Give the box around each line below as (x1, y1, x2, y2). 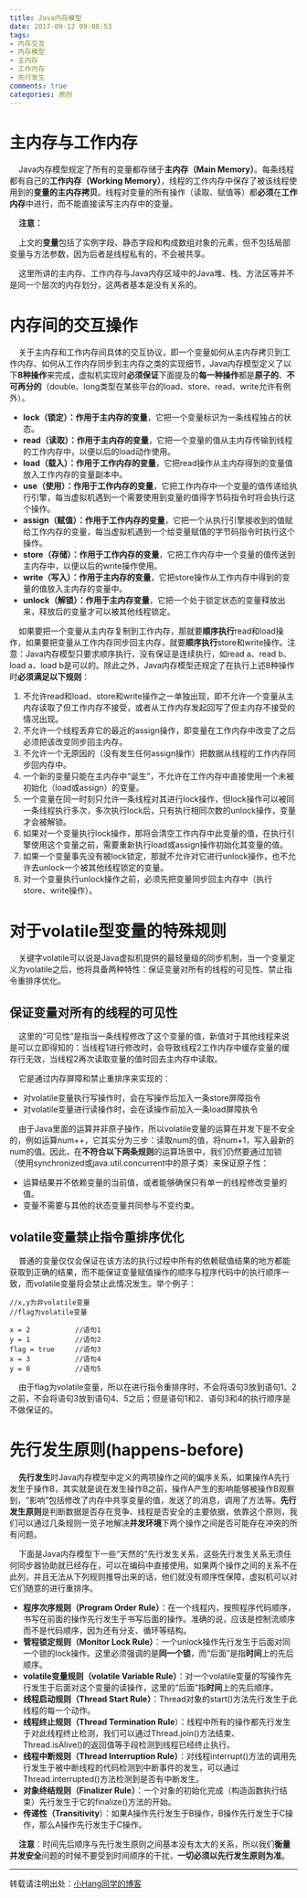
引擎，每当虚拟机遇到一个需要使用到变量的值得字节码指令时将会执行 (30, 492, 288, 503)
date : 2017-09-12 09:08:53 (9, 22, 112, 31)
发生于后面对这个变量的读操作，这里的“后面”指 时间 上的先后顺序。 (30, 1681, 279, 1692)
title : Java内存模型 (9, 13, 82, 23)
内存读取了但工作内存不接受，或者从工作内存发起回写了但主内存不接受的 (22, 702, 295, 713)
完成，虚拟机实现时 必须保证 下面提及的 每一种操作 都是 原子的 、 (54, 369, 288, 380)
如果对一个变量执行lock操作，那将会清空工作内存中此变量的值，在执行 (22, 828, 288, 839)
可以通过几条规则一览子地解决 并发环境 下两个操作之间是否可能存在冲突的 (16, 1517, 290, 1528)
